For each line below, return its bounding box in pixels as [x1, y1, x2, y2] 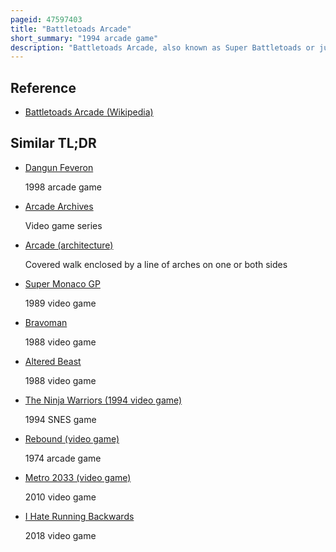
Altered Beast [24, 355, 82, 367]
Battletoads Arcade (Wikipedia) [24, 106, 154, 118]
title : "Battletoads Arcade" [10, 24, 132, 34]
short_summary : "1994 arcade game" [10, 33, 159, 43]
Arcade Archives [24, 200, 94, 212]
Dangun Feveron [24, 161, 94, 173]
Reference [10, 79, 77, 96]
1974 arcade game [24, 452, 102, 464]
